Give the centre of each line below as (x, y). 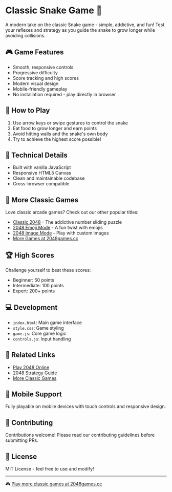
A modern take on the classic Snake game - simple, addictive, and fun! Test (85, 25)
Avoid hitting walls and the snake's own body (60, 134)
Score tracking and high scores (46, 78)
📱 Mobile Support (34, 394)
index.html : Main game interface (47, 323)
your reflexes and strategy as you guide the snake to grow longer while (80, 30)
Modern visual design (36, 83)
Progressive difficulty (35, 72)
